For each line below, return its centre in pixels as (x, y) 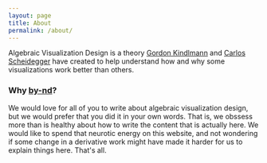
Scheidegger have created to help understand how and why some (117, 61)
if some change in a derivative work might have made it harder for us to (126, 142)
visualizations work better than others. (71, 70)
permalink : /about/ (41, 30)
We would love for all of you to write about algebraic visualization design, (128, 107)
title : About (30, 23)
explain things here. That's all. (57, 150)
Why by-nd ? (33, 91)
